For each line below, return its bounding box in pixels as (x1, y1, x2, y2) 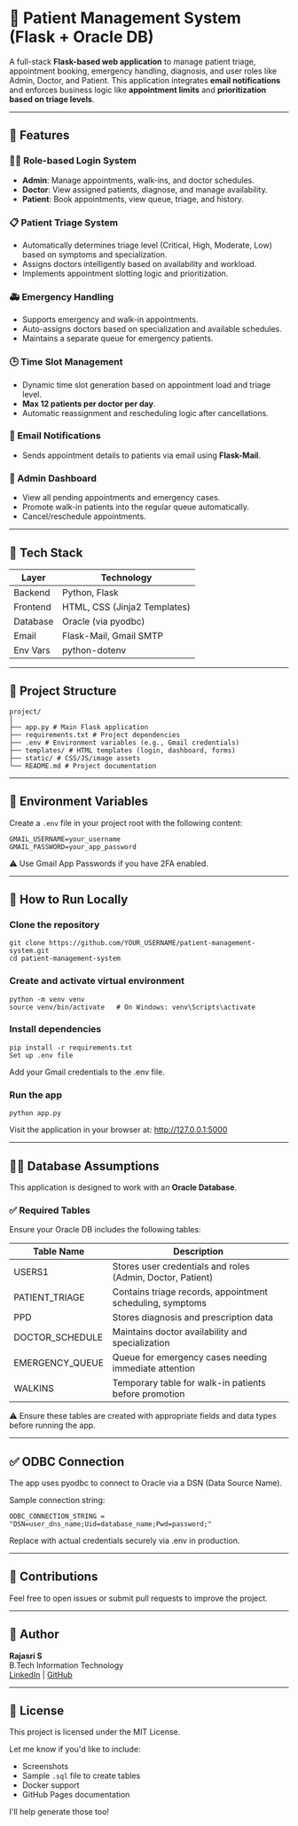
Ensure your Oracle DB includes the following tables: (9, 1224, 201, 1235)
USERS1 (13, 1266, 49, 1279)
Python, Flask (61, 586, 119, 598)
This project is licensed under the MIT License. (9, 1727, 181, 1737)
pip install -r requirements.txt (9, 1043, 133, 1052)
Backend (13, 586, 51, 598)
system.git (9, 947, 50, 956)
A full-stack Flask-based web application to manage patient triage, (9, 56, 256, 67)
